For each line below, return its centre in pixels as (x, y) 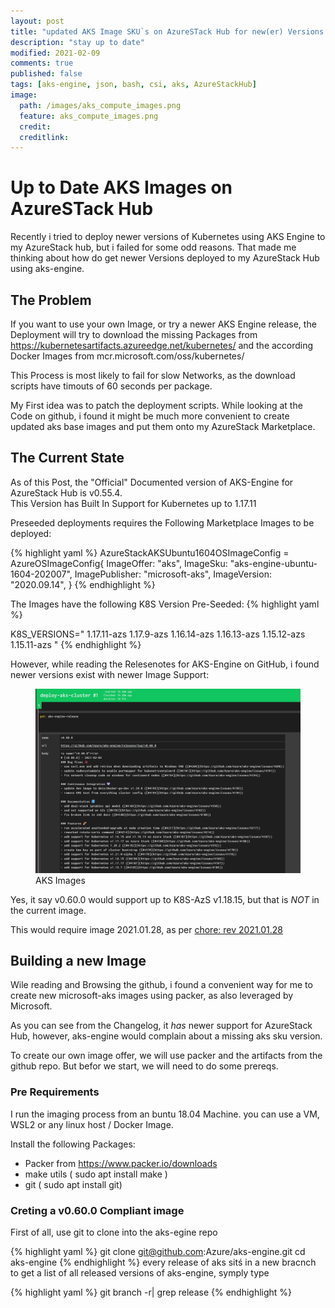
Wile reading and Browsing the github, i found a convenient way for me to (161, 985)
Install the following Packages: (73, 1144)
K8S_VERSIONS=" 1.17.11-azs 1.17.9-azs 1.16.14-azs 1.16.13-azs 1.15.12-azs (158, 634)
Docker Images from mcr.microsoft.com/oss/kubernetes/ (127, 356)
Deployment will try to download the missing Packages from (134, 334)
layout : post (37, 21)
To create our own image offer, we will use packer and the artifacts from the (166, 1056)
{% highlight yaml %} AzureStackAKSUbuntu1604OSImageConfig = (150, 552)
